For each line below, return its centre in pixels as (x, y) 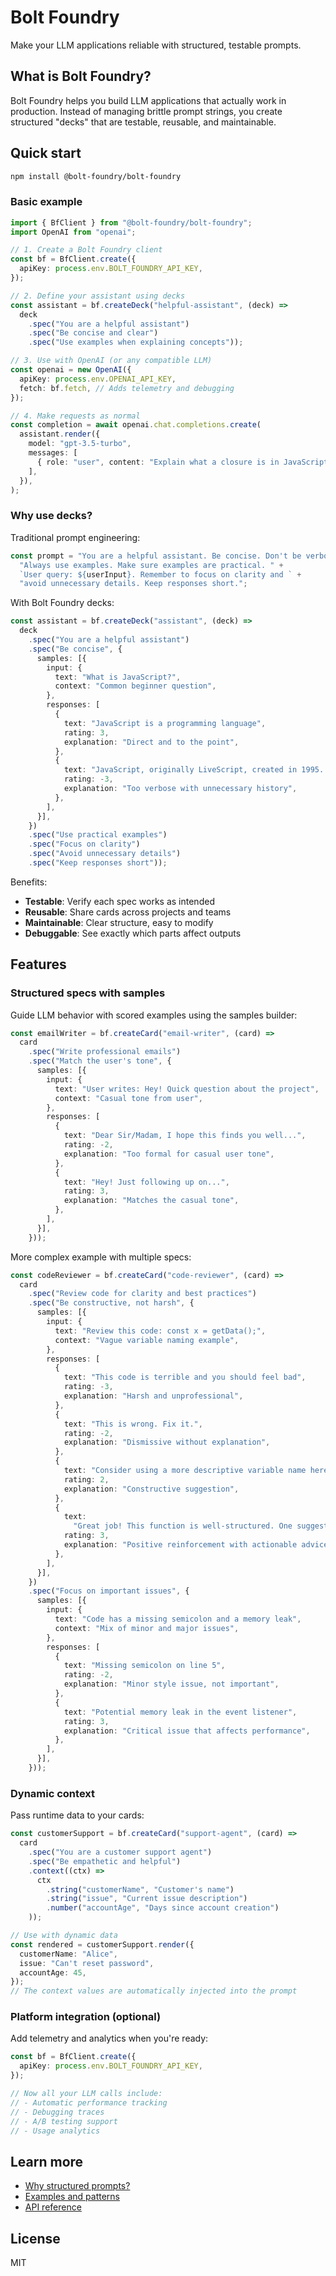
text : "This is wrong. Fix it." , (133, 1424)
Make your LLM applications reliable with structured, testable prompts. (156, 45)
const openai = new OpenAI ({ (71, 370)
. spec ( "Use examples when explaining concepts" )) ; (136, 342)
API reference (53, 2207)
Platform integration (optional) (86, 2017)
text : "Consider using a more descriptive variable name (185, 1471)
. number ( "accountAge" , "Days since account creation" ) (163, 1908)
